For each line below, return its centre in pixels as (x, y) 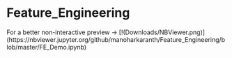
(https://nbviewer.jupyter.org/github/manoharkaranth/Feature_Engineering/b (116, 39)
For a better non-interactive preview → (62, 32)
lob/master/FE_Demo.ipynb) (47, 47)
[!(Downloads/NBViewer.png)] (162, 32)
